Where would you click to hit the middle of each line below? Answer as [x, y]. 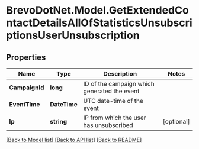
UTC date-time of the [113, 101]
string [59, 122]
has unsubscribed [108, 125]
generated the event [111, 91]
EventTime [25, 104]
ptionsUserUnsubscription [73, 35]
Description [120, 74]
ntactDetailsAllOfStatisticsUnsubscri [99, 23]
